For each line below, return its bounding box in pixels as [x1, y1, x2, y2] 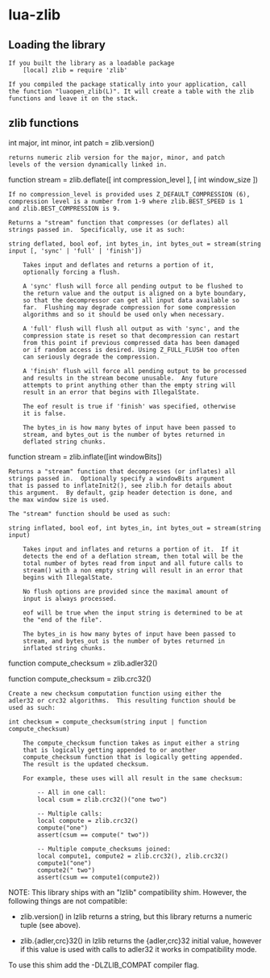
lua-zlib [8, 6, 61, 24]
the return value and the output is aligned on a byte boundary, [23, 289, 247, 297]
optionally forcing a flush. [23, 268, 121, 276]
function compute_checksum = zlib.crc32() [8, 674, 152, 683]
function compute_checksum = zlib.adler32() [8, 658, 158, 668]
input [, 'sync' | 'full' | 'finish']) [8, 246, 143, 255]
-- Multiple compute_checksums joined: [37, 845, 172, 853]
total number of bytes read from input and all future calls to [23, 559, 243, 567]
